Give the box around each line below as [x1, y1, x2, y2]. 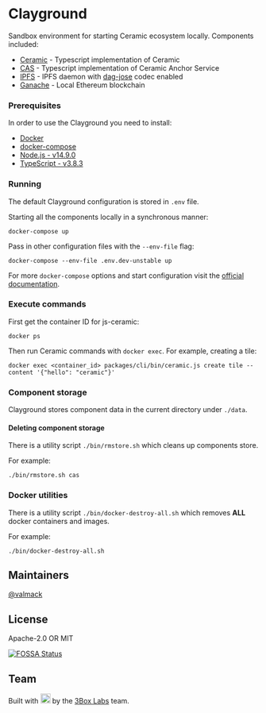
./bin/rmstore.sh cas [8, 472, 80, 480]
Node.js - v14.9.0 [19, 150, 76, 160]
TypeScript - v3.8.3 [19, 159, 83, 168]
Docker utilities [8, 490, 68, 501]
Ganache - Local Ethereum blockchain [19, 80, 145, 90]
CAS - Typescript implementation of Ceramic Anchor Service [19, 63, 220, 72]
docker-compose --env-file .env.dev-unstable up [8, 256, 172, 264]
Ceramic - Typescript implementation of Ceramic [19, 55, 180, 64]
